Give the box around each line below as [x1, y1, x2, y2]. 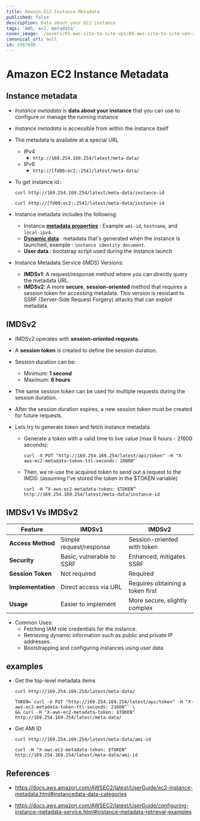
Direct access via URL [60, 582, 122, 591]
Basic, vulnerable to [60, 552, 116, 560]
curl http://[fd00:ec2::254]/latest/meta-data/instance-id [14, 200, 165, 206]
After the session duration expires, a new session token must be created [14, 405, 192, 412]
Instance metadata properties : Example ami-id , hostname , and [23, 222, 178, 229]
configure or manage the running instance [14, 113, 118, 120]
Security [9, 556, 35, 564]
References [6, 768, 50, 778]
